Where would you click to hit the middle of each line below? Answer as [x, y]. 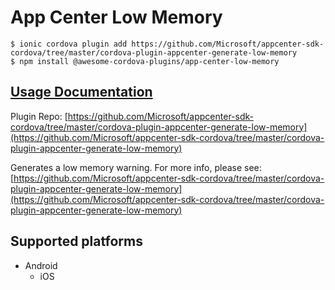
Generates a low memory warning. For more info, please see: [136, 167]
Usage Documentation [81, 92]
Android [41, 265]
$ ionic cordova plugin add [69, 44]
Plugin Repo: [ [39, 116]
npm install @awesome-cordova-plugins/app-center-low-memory [149, 61]
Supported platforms [76, 241]
